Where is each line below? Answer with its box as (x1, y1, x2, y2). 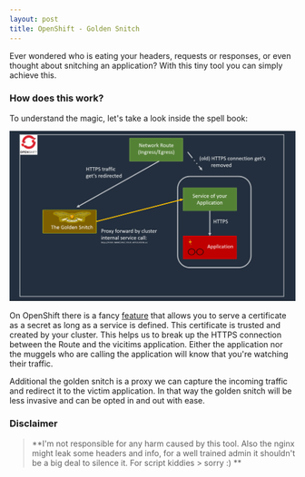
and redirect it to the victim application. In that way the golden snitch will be (9, 385, 292, 396)
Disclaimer (9, 417, 58, 430)
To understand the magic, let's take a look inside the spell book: (9, 112, 248, 123)
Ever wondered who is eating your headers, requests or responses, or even (9, 50, 291, 61)
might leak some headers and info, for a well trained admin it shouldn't (31, 447, 296, 458)
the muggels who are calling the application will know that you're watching (9, 348, 289, 359)
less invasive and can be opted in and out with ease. (9, 394, 206, 405)
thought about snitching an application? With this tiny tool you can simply (9, 60, 283, 71)
